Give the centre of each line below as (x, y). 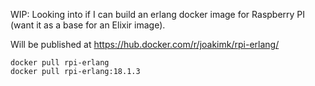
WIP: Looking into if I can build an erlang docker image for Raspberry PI (158, 14)
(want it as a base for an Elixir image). (88, 25)
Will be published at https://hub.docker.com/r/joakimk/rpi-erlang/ (145, 44)
